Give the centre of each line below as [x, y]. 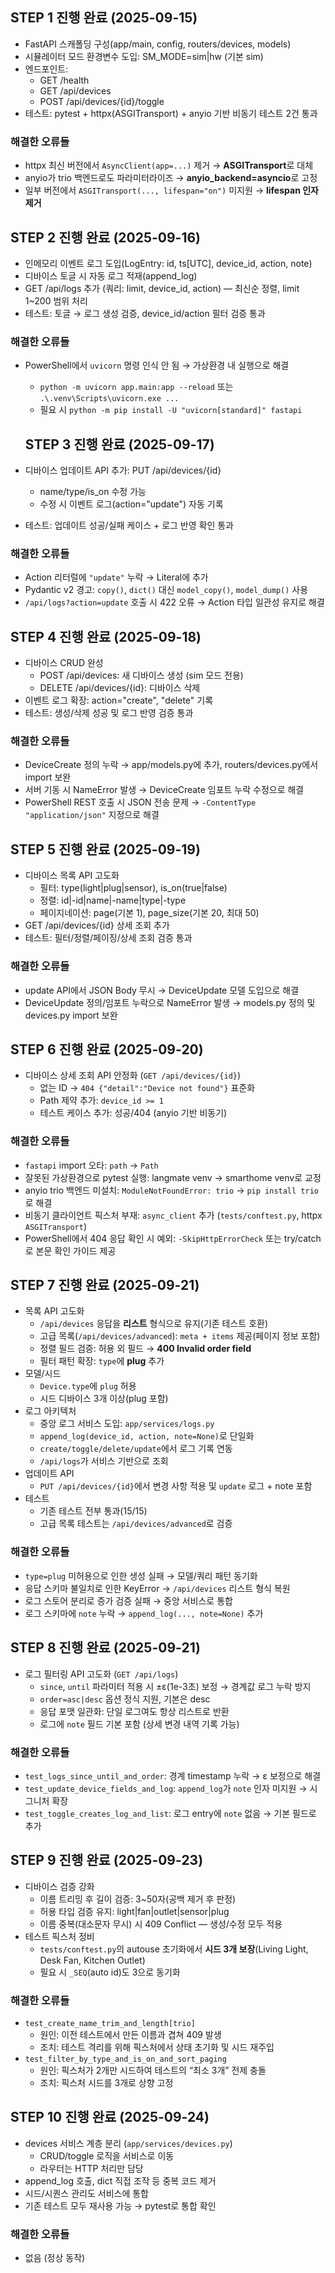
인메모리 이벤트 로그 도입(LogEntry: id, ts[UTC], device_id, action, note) [168, 263]
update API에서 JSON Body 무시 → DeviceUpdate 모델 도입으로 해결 [162, 990]
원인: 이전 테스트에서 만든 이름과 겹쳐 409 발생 [130, 2034]
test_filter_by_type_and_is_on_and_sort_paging [125, 2059]
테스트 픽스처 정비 [59, 1936]
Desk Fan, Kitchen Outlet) [92, 1960]
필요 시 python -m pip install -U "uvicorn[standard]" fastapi [171, 410]
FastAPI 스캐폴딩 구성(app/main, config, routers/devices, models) [158, 44]
